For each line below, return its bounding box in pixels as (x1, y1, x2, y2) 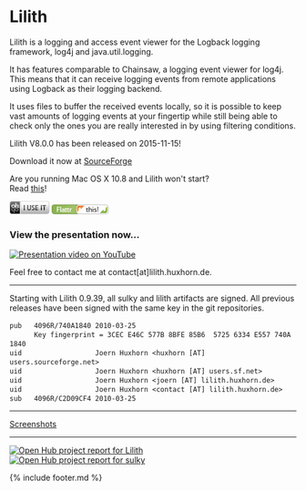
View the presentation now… (9, 228, 140, 240)
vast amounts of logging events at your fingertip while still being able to (9, 110, 278, 121)
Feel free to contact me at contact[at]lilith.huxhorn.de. (9, 267, 212, 278)
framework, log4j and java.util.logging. (9, 46, 154, 56)
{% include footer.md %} (9, 472, 103, 484)
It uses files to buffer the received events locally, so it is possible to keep (9, 100, 282, 111)
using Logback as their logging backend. (9, 83, 162, 94)
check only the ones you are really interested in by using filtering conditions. (9, 120, 296, 131)
